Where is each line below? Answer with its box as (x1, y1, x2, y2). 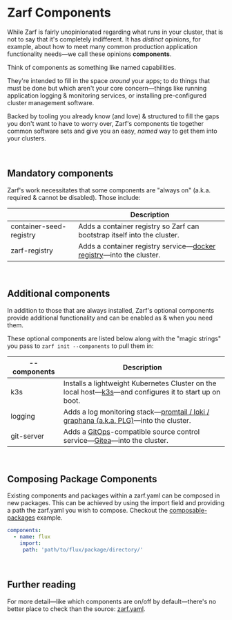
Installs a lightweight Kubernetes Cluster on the (63, 379, 217, 388)
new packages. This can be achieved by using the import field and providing (7, 499, 225, 507)
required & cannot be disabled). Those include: (7, 193, 141, 201)
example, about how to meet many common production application (7, 42, 198, 51)
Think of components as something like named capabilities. (7, 63, 176, 71)
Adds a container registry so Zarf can (78, 221, 200, 231)
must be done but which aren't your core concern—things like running (7, 84, 207, 92)
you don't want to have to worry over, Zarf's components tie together (7, 119, 204, 127)
